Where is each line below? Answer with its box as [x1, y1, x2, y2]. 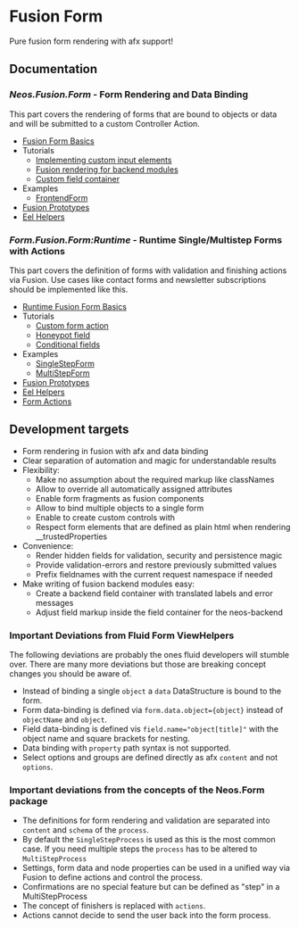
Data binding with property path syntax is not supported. [21, 742, 231, 753]
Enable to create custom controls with [35, 511, 176, 523]
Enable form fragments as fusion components [35, 493, 204, 503]
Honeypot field [35, 329, 91, 340]
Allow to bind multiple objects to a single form [35, 502, 204, 513]
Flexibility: [21, 464, 60, 475]
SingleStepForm [35, 358, 96, 369]
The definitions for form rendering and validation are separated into [21, 815, 270, 826]
